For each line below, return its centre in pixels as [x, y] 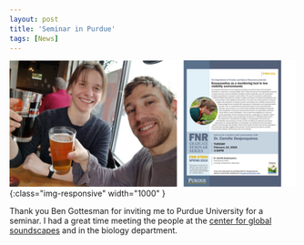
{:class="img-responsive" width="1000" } [87, 193]
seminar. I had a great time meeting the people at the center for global [141, 220]
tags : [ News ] [34, 38]
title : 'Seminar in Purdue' [63, 29]
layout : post [34, 19]
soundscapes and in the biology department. [93, 230]
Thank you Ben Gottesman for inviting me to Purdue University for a [137, 210]
